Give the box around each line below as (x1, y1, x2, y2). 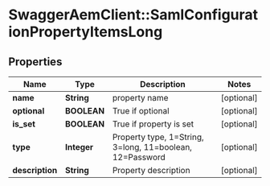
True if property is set (112, 118, 194, 130)
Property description (112, 165, 190, 176)
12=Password (112, 151, 166, 163)
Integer (64, 142, 94, 152)
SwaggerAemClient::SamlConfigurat (8, 6, 259, 24)
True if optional (112, 105, 170, 116)
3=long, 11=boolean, (112, 142, 193, 152)
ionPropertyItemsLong (8, 23, 163, 41)
